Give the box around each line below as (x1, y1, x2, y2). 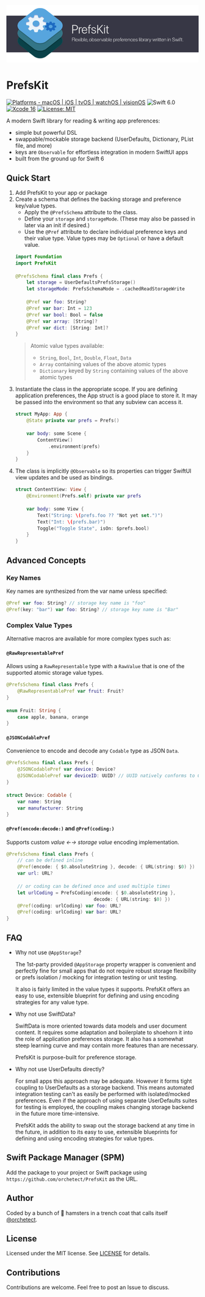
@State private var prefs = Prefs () (26, 418, 120, 424)
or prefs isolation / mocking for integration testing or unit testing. (15, 973, 178, 981)
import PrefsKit (15, 260, 57, 266)
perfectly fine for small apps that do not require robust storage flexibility (15, 967, 196, 974)
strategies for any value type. (15, 998, 89, 1006)
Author (6, 1193, 34, 1203)
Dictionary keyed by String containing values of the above (39, 367, 189, 375)
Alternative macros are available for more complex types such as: (6, 634, 171, 642)
